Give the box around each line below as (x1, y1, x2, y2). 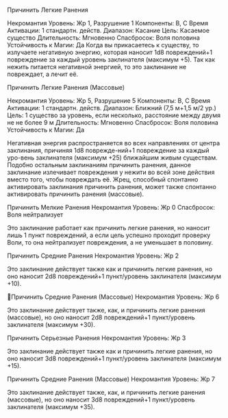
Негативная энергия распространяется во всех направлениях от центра (7, 139, 220, 147)
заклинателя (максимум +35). (7, 403, 95, 410)
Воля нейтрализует (7, 210, 64, 219)
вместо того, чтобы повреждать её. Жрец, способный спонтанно (7, 175, 199, 184)
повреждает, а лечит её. (7, 70, 79, 78)
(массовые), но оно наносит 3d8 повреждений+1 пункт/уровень (7, 395, 195, 404)
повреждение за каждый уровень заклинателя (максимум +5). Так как (7, 56, 216, 64)
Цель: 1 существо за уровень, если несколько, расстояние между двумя (7, 111, 221, 119)
